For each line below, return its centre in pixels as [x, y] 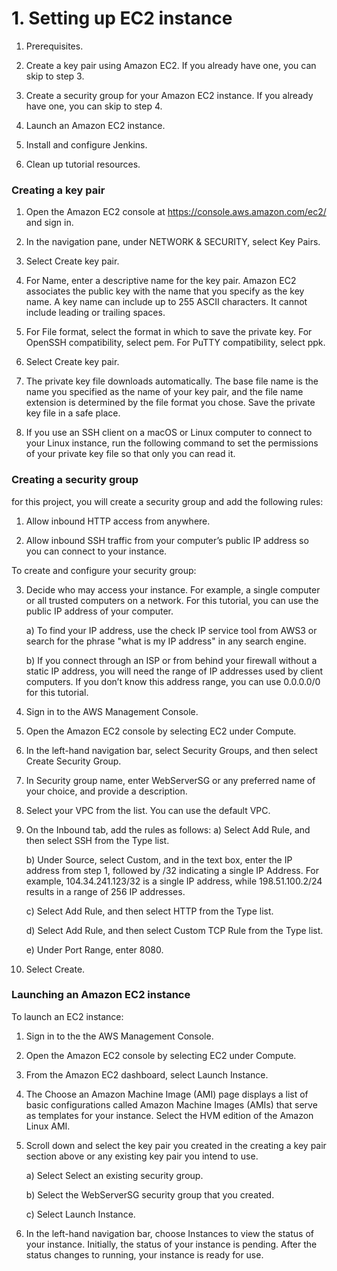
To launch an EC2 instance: [67, 1016]
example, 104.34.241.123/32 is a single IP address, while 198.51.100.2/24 [174, 881]
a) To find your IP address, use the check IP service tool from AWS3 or [171, 630]
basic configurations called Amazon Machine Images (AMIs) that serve [171, 1104]
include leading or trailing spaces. [95, 313]
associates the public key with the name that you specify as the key [165, 291]
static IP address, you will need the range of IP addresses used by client [174, 671]
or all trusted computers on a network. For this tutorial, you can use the [172, 600]
